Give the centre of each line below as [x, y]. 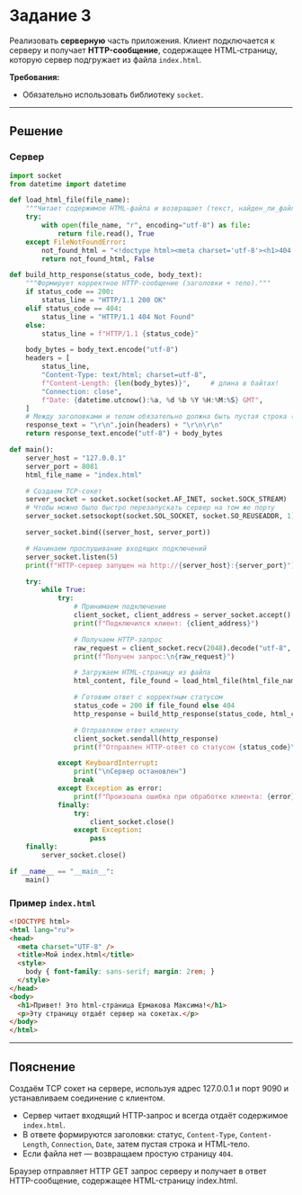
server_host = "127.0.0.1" [76, 458]
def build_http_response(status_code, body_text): [106, 275]
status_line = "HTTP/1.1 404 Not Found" [118, 317]
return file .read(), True [106, 234]
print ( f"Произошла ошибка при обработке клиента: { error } [184, 796]
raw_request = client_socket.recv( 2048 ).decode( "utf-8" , [182, 648]
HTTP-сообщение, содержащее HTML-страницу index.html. [124, 1181]
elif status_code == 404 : [74, 308]
